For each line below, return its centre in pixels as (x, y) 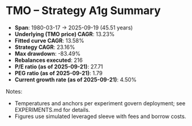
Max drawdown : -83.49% (47, 53)
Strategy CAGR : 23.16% (45, 47)
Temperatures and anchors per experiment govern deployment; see (100, 103)
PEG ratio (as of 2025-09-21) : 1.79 (58, 73)
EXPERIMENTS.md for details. (52, 109)
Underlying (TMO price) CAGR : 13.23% (65, 34)
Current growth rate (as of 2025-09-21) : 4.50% (76, 80)
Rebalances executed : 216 (49, 60)
